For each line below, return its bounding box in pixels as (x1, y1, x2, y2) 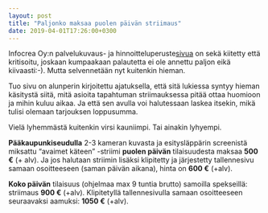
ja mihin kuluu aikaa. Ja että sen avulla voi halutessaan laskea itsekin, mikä (8, 98, 256, 109)
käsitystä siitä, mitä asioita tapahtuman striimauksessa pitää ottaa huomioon (8, 90, 261, 100)
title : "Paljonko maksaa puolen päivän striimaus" (8, 19, 182, 27)
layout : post (8, 11, 52, 20)
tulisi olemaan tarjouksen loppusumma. (8, 107, 138, 117)
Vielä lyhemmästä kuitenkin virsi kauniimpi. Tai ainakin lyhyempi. (8, 122, 222, 133)
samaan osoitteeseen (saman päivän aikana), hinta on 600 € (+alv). (8, 164, 233, 174)
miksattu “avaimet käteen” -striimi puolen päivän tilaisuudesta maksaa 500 (8, 146, 259, 157)
